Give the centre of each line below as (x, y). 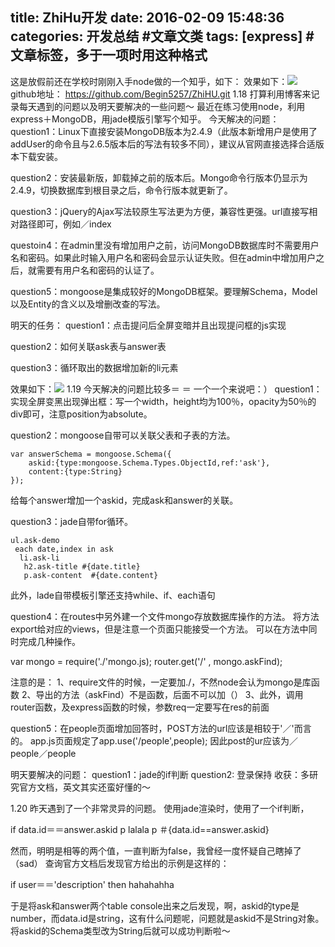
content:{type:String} (75, 471)
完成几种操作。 (49, 641)
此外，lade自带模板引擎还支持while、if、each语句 (113, 595)
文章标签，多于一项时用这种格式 (109, 55)
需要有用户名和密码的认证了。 (98, 270)
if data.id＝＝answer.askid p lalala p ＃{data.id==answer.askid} (140, 829)
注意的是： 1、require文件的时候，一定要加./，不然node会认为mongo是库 (161, 682)
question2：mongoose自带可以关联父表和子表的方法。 (123, 435)
